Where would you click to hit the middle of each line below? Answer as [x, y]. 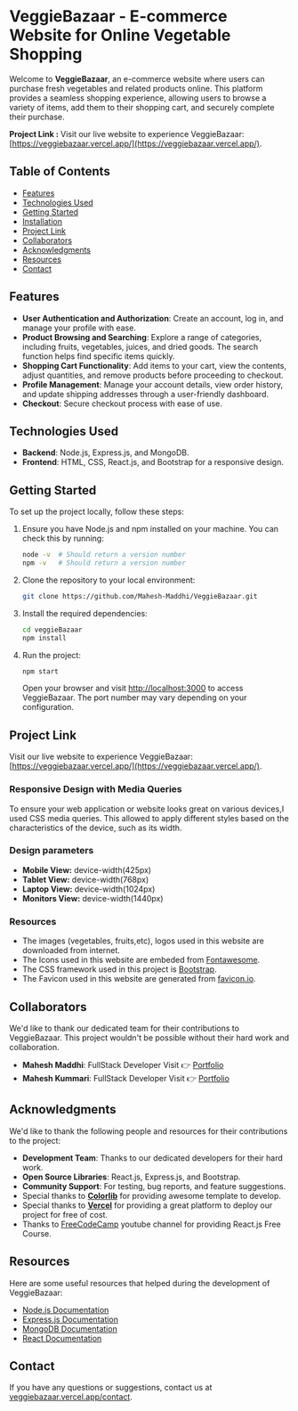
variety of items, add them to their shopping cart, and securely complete [142, 107]
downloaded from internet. [71, 950]
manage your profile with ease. [79, 328]
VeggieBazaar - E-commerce [119, 16]
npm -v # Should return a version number [104, 563]
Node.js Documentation [65, 1309]
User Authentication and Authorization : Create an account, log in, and [153, 318]
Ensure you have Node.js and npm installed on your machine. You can [150, 529]
